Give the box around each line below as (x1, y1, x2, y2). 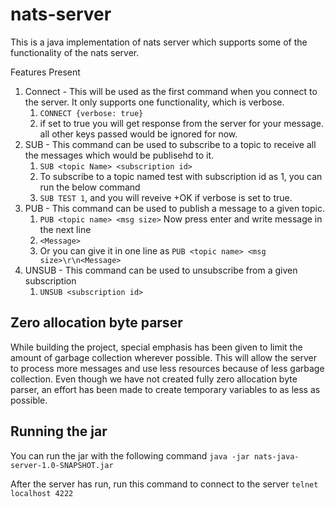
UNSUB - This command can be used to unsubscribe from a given (24, 264, 298, 276)
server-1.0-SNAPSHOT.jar (10, 460, 114, 470)
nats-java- (253, 451, 300, 462)
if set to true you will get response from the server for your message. (39, 117, 325, 129)
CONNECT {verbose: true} (39, 108, 144, 118)
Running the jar (10, 423, 108, 440)
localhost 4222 (10, 488, 74, 498)
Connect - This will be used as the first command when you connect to (24, 85, 318, 97)
